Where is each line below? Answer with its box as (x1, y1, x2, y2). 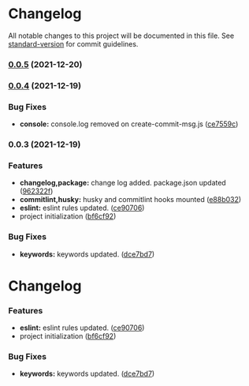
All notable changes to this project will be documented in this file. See (8, 31, 235, 40)
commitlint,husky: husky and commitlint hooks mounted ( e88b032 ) (19, 195, 242, 204)
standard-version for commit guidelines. (8, 39, 139, 48)
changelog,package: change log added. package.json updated (19, 178, 226, 188)
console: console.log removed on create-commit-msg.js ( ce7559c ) (19, 119, 239, 129)
